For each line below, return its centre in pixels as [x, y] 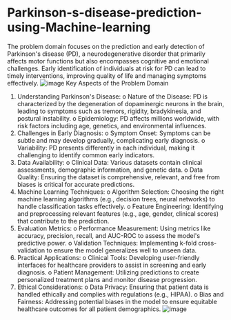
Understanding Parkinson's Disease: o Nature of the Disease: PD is [112, 96]
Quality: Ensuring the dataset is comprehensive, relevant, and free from [119, 177]
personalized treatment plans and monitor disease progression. [107, 279]
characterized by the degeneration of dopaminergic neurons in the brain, [121, 103]
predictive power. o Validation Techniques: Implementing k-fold [107, 243]
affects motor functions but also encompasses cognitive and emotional [108, 61]
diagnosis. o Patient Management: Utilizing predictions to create [108, 272]
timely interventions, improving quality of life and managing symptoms [107, 76]
